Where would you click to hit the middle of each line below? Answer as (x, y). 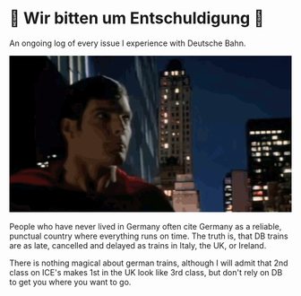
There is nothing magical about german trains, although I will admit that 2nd (149, 263)
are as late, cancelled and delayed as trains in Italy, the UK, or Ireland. (138, 246)
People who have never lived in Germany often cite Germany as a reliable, (146, 227)
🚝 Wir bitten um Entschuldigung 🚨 (137, 18)
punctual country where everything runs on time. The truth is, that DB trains (149, 236)
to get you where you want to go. (70, 283)
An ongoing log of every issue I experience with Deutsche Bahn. (128, 43)
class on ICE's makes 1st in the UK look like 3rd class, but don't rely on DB (146, 273)
